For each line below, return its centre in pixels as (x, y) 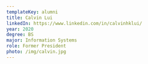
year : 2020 (20, 29)
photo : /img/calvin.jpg (36, 52)
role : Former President (36, 46)
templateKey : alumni (32, 12)
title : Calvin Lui (29, 18)
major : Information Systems (42, 40)
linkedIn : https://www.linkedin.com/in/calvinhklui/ (74, 23)
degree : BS (20, 35)
